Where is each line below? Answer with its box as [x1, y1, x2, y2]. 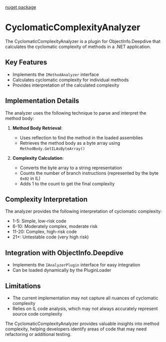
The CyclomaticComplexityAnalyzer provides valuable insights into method [5, 320, 159, 326]
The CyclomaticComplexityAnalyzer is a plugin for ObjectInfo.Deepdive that [5, 38, 161, 44]
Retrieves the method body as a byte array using [19, 140, 120, 146]
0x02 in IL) [19, 175, 41, 181]
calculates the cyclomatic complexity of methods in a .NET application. [5, 44, 151, 50]
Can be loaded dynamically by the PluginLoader [12, 267, 111, 273]
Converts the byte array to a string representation [19, 165, 122, 171]
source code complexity [12, 311, 62, 317]
